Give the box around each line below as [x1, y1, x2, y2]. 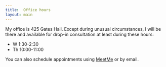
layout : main [5, 12, 33, 17]
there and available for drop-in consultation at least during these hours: [5, 31, 154, 37]
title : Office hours [5, 7, 51, 13]
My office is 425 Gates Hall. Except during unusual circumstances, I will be [5, 26, 161, 32]
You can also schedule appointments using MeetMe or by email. [5, 56, 139, 62]
